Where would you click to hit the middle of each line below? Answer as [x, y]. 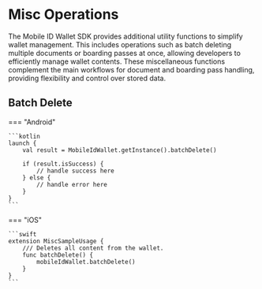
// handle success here [75, 171]
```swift [22, 234]
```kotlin [24, 136]
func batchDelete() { [58, 255]
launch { [22, 143]
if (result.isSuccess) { [63, 164]
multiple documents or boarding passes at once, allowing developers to [124, 53]
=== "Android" [32, 122]
